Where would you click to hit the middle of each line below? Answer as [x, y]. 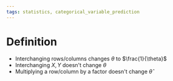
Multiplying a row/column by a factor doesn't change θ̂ [84, 71]
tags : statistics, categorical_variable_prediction [73, 12]
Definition [32, 41]
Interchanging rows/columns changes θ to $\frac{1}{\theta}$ [91, 59]
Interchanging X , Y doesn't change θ [61, 65]
